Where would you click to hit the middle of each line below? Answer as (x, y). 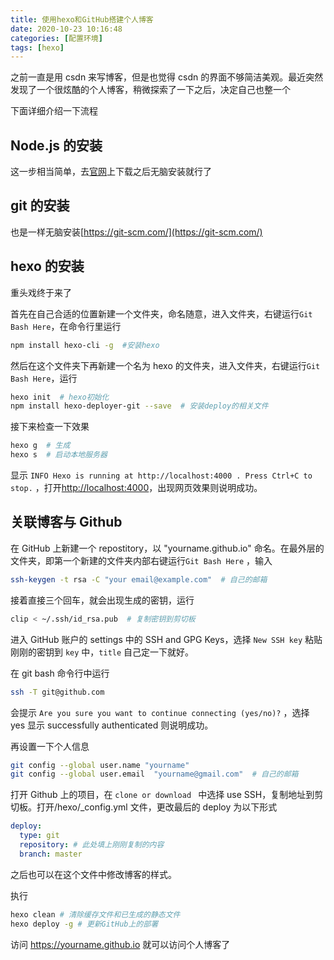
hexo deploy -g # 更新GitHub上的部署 (84, 924)
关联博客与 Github (66, 522)
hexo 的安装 (47, 266)
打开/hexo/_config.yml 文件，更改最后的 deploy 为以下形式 (157, 807)
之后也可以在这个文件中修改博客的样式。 (93, 874)
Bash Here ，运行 (44, 378)
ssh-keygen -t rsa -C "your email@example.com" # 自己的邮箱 (139, 579)
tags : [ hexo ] (37, 47)
